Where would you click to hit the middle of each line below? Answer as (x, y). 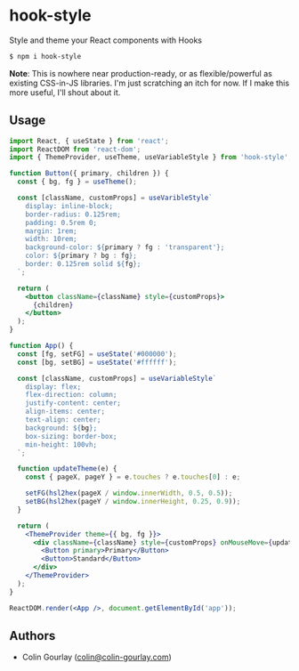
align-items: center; (65, 412)
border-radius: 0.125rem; (73, 214)
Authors (32, 636)
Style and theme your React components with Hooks (106, 40)
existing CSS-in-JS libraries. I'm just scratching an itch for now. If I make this (149, 83)
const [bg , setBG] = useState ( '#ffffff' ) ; (97, 362)
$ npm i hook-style (45, 56)
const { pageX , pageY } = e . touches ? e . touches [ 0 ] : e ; (133, 477)
